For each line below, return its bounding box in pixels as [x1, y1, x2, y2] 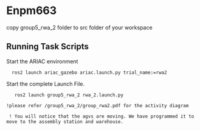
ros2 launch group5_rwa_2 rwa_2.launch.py [14, 92, 123, 98]
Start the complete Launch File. [6, 80, 85, 87]
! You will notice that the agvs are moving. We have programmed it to [9, 113, 195, 119]
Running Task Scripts [6, 41, 89, 52]
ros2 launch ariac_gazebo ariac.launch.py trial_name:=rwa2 [12, 69, 167, 76]
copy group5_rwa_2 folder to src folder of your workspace [6, 24, 153, 31]
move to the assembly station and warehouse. [6, 118, 123, 125]
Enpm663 [6, 4, 57, 18]
